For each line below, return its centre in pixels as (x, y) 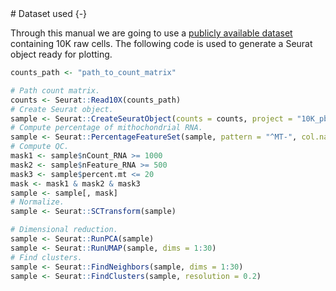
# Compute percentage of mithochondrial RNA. (106, 128)
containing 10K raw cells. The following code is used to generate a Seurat (161, 43)
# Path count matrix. (55, 90)
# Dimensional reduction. (64, 230)
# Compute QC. (40, 147)
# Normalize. (37, 202)
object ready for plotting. (61, 54)
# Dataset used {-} (49, 13)
